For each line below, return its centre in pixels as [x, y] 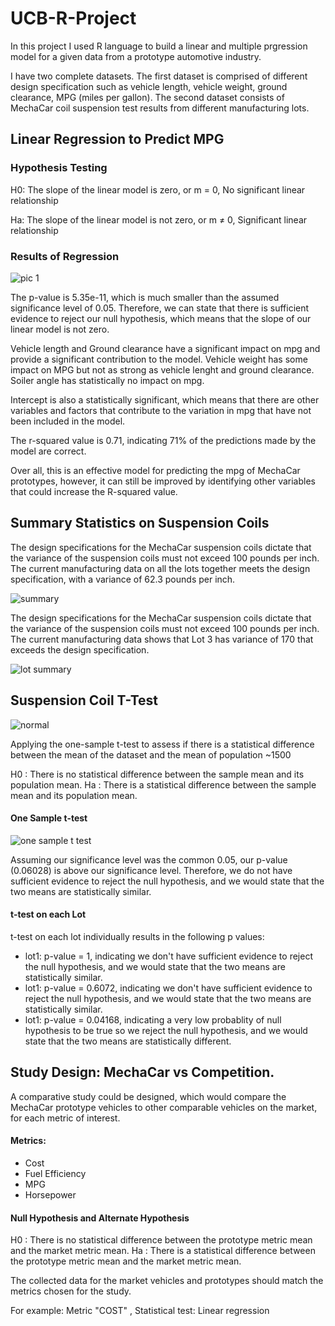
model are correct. [48, 451]
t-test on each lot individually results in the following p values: [137, 936]
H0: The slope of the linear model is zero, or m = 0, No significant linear [158, 189]
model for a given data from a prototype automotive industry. [136, 56]
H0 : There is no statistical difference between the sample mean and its [157, 774]
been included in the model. [68, 421]
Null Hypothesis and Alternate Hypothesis [100, 1218]
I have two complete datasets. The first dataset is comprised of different [159, 76]
